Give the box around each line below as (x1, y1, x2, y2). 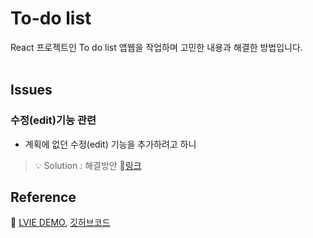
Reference (10, 189, 77, 206)
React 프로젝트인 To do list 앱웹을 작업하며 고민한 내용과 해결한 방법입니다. (10, 41, 303, 53)
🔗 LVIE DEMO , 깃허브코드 (10, 217, 111, 229)
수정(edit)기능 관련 (10, 113, 97, 127)
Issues (10, 82, 53, 99)
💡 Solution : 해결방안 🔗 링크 (34, 159, 142, 171)
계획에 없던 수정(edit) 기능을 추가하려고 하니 (24, 138, 197, 150)
